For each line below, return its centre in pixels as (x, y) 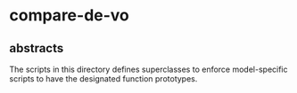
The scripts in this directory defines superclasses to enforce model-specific (148, 69)
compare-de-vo (69, 15)
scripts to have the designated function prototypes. (103, 79)
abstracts (37, 48)
